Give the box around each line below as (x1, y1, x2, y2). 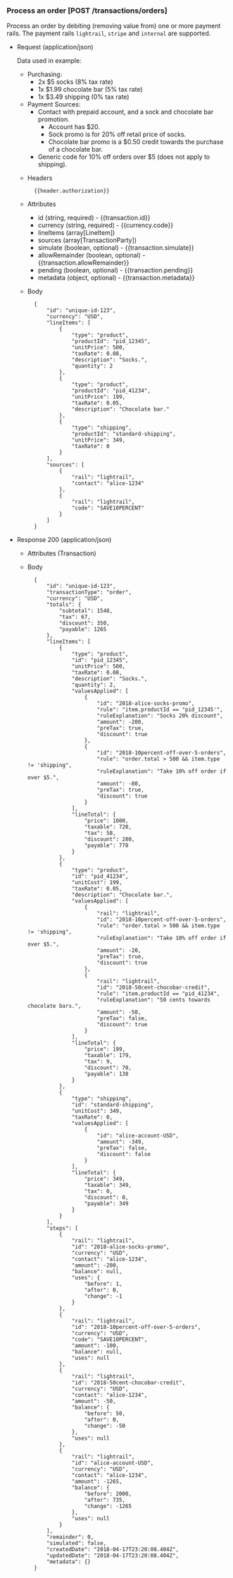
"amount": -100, (71, 1342, 120, 1349)
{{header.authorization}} (33, 188, 110, 195)
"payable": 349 (84, 1200, 129, 1207)
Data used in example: (16, 56, 82, 65)
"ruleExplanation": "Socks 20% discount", (96, 712, 223, 720)
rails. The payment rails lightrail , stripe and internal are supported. (6, 29, 211, 37)
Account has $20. (48, 123, 100, 131)
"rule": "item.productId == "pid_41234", (96, 990, 220, 997)
